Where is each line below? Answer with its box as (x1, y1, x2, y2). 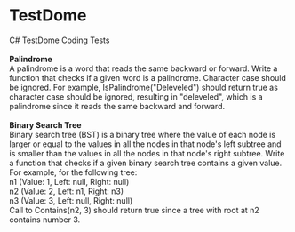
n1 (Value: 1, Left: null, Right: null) (9, 176, 130, 187)
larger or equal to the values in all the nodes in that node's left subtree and (9, 139, 282, 149)
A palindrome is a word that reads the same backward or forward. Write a (9, 63, 278, 74)
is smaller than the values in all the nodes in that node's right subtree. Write (9, 148, 285, 158)
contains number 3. (9, 214, 81, 225)
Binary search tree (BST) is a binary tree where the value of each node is (9, 129, 276, 140)
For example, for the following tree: (9, 166, 138, 178)
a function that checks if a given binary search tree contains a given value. (9, 157, 283, 168)
